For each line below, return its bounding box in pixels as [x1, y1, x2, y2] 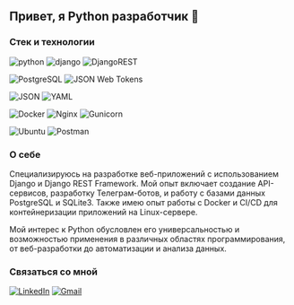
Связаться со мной [9, 266, 99, 278]
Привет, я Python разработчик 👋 [9, 9, 200, 24]
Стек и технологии [9, 36, 96, 48]
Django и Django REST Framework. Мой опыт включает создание [9, 178, 256, 188]
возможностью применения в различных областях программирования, [9, 233, 286, 244]
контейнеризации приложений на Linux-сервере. [9, 206, 198, 217]
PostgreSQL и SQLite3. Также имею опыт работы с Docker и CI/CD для [9, 196, 278, 207]
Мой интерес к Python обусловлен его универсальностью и [9, 223, 240, 234]
